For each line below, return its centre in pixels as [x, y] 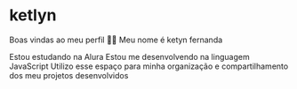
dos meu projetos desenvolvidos [69, 75]
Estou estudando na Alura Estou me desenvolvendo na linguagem [130, 56]
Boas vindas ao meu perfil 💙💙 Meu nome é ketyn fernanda [116, 40]
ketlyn [33, 15]
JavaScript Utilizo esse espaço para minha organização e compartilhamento [149, 66]
